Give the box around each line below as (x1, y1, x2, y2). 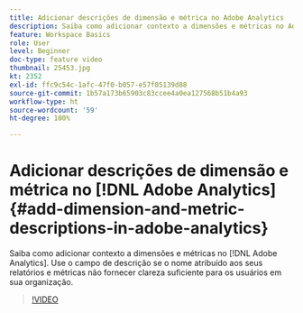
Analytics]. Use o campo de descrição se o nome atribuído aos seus (9, 258, 263, 269)
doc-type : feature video (9, 55, 103, 64)
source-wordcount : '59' (9, 106, 99, 115)
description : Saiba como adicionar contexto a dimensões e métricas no (9, 22, 284, 31)
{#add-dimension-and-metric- (9, 199, 245, 219)
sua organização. (9, 277, 74, 288)
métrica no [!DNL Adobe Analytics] (9, 180, 277, 200)
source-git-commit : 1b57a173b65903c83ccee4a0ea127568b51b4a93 (9, 88, 248, 97)
